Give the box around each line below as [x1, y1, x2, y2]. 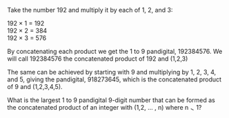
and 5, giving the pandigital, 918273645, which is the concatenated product [7, 75, 222, 83]
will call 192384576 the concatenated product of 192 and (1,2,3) [7, 55, 188, 63]
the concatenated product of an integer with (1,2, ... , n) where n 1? [7, 104, 202, 111]
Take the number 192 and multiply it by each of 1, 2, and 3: [7, 6, 173, 14]
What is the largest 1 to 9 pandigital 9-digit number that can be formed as [7, 96, 216, 104]
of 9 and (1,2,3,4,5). [7, 83, 63, 90]
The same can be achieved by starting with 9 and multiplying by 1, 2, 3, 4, [7, 68, 217, 76]
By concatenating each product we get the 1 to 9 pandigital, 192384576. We [7, 48, 223, 55]
